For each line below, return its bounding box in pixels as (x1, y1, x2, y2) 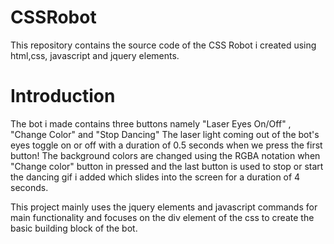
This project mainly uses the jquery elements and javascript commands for (10, 201, 318, 213)
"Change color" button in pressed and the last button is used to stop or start (10, 160, 324, 172)
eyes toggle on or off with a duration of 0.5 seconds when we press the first (10, 139, 323, 151)
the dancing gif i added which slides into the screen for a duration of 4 (10, 171, 301, 183)
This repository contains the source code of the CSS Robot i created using (10, 39, 317, 51)
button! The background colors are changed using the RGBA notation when (10, 149, 321, 161)
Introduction (10, 85, 116, 108)
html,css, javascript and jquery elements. (10, 49, 180, 61)
